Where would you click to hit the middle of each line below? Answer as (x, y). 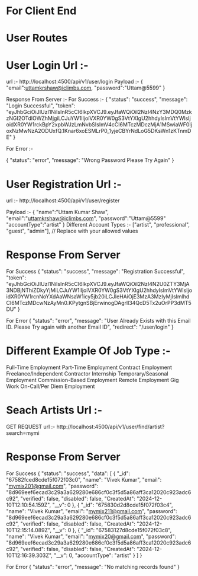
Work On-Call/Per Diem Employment (51, 386)
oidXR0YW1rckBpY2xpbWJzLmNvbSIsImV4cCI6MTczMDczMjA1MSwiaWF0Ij (99, 125)
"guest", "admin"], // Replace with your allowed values (72, 231)
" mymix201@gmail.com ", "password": (52, 486)
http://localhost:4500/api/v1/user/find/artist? (111, 427)
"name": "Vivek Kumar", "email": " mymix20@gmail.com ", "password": (91, 536)
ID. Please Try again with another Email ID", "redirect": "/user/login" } (90, 327)
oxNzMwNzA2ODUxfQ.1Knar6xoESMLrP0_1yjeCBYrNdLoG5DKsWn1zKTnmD (99, 131)
